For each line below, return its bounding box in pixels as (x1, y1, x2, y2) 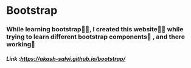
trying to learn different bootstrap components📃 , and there (6, 32, 186, 41)
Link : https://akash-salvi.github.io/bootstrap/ (6, 55, 126, 62)
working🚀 (6, 40, 35, 49)
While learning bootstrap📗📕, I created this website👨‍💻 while (6, 25, 184, 34)
